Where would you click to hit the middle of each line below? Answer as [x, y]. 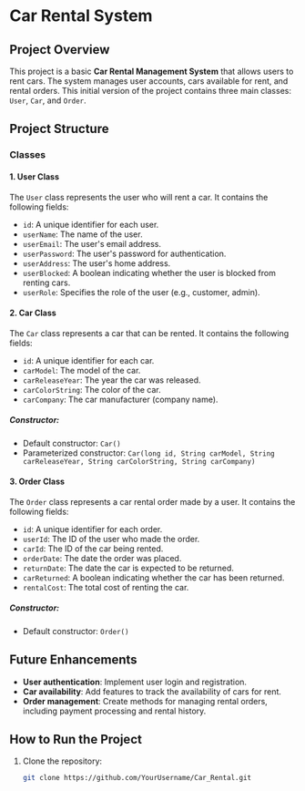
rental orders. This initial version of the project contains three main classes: [150, 91]
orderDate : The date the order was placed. [102, 558]
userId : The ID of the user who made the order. [111, 539]
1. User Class [35, 176]
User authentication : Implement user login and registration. [135, 682]
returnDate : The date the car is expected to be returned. [128, 568]
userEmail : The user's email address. [92, 243]
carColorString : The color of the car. [91, 389]
